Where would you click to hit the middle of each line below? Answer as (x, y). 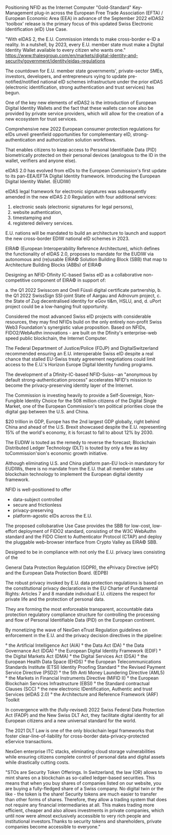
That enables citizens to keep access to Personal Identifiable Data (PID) (81, 150)
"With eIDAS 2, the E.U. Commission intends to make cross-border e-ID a (83, 39)
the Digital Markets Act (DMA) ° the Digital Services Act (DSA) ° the (77, 656)
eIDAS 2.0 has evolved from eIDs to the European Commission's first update (86, 171)
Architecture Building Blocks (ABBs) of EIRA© (54, 265)
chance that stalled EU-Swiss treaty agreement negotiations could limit (80, 359)
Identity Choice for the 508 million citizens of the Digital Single (91, 401)
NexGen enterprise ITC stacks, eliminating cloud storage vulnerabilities (80, 751)
